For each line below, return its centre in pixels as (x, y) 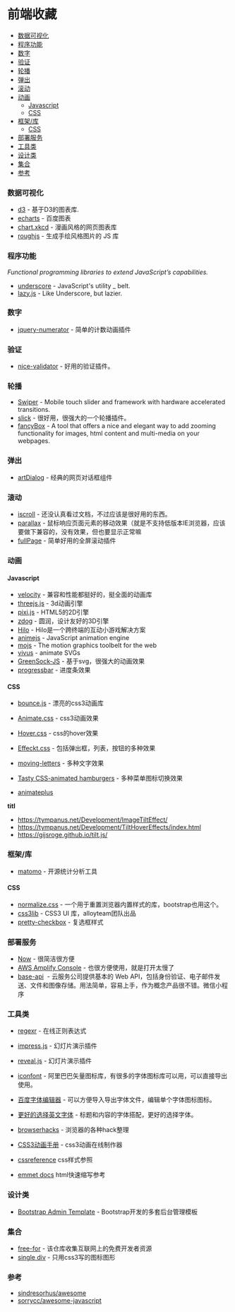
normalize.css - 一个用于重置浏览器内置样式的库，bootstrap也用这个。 (120, 904)
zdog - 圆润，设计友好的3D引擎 (63, 621)
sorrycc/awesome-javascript (60, 1301)
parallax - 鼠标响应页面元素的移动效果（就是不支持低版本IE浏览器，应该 (121, 523)
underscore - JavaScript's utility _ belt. (74, 285)
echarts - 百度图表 (44, 218)
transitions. (34, 410)
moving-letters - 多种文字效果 (61, 763)
